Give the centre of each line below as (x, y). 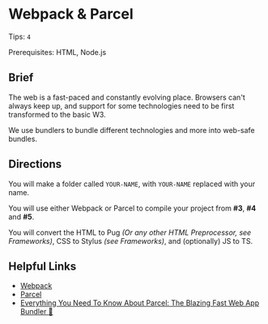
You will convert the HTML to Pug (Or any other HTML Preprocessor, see (130, 232)
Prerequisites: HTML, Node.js (57, 52)
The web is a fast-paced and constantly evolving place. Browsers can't (127, 97)
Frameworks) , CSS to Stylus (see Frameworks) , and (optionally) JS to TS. (131, 241)
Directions (35, 164)
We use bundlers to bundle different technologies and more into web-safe (132, 130)
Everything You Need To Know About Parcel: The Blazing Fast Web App (140, 303)
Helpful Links (43, 266)
